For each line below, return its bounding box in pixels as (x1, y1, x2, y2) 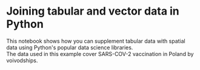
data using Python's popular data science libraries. (6, 44, 133, 51)
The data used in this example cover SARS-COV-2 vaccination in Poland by (6, 50, 194, 57)
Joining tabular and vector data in (6, 4, 180, 18)
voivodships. (6, 57, 38, 64)
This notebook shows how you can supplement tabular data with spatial (6, 37, 186, 44)
